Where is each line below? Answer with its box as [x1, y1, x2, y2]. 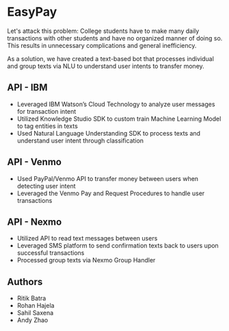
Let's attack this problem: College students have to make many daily [7, 27, 200, 35]
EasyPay [7, 4, 57, 20]
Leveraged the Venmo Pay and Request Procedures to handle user [16, 189, 205, 197]
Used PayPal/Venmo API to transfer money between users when [16, 174, 199, 182]
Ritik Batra [16, 294, 46, 302]
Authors [7, 275, 43, 288]
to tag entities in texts [16, 121, 79, 130]
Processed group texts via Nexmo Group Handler [16, 256, 156, 265]
